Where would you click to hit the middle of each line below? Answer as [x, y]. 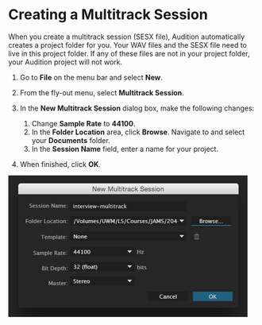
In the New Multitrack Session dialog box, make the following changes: [137, 108]
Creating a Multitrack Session [108, 15]
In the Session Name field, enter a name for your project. [125, 149]
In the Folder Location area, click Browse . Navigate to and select [138, 132]
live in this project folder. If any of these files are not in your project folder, [129, 53]
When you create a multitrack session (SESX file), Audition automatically [127, 37]
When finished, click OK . [60, 164]
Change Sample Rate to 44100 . [83, 123]
